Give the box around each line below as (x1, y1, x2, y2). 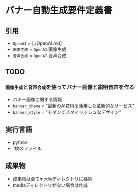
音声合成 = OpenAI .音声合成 (12, 53, 67, 58)
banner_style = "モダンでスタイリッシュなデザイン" (12, 109, 121, 115)
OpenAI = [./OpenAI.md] (12, 40, 62, 46)
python (12, 139, 28, 145)
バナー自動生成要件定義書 (5, 5, 113, 16)
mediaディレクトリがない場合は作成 (12, 182, 88, 188)
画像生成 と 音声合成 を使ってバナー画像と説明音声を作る (5, 84, 134, 91)
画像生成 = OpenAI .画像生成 (12, 46, 67, 52)
